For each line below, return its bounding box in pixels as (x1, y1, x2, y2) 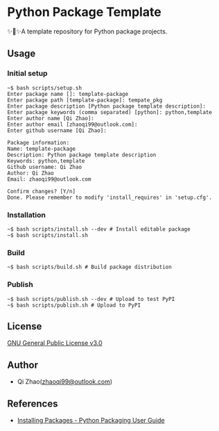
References (7, 398, 58, 409)
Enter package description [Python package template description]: (7, 102, 207, 110)
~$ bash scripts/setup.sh (7, 84, 82, 91)
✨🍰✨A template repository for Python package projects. (7, 27, 168, 35)
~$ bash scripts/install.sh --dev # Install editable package (7, 225, 191, 233)
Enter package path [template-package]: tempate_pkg (7, 97, 163, 104)
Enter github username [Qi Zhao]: (7, 127, 107, 134)
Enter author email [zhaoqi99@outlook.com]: (7, 121, 138, 128)
